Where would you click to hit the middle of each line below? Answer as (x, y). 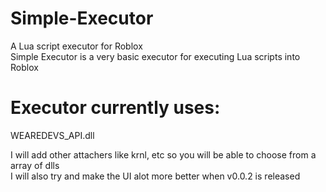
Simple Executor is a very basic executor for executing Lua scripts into (155, 56)
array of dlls (35, 165)
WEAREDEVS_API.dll (52, 135)
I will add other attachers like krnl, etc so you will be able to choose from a (163, 154)
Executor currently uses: (115, 108)
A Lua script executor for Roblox (76, 46)
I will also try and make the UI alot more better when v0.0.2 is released (155, 176)
